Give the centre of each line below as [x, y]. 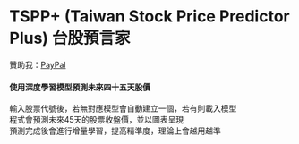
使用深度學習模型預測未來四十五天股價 [80, 87]
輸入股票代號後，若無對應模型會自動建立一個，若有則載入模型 [123, 108]
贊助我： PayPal [38, 64]
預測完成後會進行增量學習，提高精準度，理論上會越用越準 [115, 131]
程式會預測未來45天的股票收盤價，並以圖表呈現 [97, 120]
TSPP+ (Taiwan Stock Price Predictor [149, 17]
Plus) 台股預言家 [70, 38]
